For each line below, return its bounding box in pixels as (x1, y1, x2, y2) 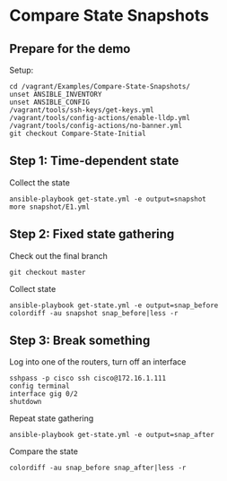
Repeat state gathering (9, 413, 94, 424)
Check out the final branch (9, 250, 108, 261)
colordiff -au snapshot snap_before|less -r (9, 308, 179, 318)
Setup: (9, 64, 34, 75)
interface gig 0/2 (9, 390, 78, 399)
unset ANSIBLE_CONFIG (9, 98, 91, 107)
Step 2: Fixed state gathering (9, 227, 175, 242)
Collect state (9, 283, 57, 294)
